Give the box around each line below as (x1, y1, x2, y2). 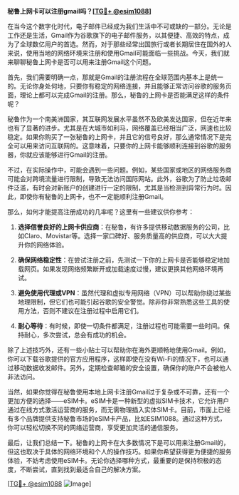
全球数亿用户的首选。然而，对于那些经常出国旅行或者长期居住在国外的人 (19, 40, 232, 49)
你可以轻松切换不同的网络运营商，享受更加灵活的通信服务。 (7, 424, 182, 432)
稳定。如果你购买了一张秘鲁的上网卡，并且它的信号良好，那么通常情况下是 (7, 133, 225, 141)
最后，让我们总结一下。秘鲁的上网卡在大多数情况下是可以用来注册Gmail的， (7, 439, 230, 446)
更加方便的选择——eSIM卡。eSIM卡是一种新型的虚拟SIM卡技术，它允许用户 (7, 397, 230, 405)
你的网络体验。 (23, 240, 68, 249)
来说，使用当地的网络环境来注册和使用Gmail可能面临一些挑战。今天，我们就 (7, 49, 230, 57)
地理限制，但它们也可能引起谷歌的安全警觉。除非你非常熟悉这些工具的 (17, 297, 224, 306)
